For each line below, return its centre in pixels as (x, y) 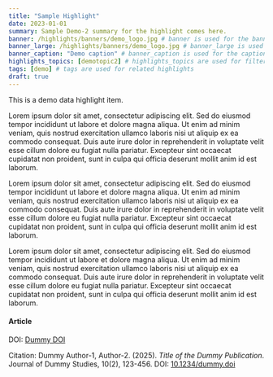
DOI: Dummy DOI (37, 340)
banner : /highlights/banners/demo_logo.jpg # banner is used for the (129, 39)
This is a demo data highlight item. (66, 99)
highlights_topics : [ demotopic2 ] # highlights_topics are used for (125, 62)
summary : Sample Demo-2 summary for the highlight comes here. (118, 31)
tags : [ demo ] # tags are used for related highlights (102, 69)
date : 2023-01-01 (38, 24)
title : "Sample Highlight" (54, 16)
